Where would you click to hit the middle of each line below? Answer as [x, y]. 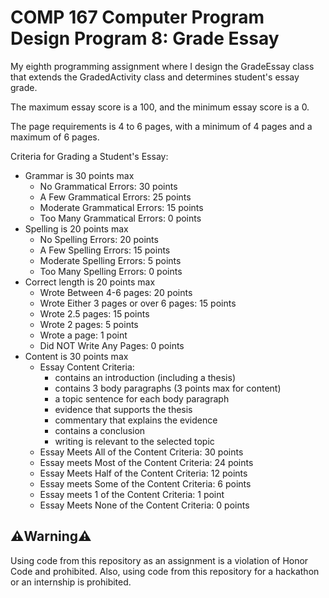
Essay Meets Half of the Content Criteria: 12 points [143, 473]
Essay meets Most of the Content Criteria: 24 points [146, 462]
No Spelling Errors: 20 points [99, 239]
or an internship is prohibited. [71, 582]
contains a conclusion [100, 430]
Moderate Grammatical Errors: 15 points [121, 207]
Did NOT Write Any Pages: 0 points [112, 345]
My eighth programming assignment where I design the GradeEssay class [162, 66]
